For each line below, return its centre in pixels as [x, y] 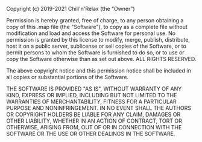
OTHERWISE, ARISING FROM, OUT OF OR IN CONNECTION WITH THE [94, 127]
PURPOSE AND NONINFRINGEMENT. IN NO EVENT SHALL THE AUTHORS [99, 108]
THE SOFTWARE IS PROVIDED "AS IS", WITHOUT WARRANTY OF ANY [94, 89]
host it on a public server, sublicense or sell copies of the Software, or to [96, 46]
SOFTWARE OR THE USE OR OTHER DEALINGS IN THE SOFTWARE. [91, 134]
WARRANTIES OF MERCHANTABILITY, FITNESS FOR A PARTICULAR [91, 102]
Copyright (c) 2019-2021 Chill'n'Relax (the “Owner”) [71, 9]
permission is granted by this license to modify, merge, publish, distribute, [98, 40]
